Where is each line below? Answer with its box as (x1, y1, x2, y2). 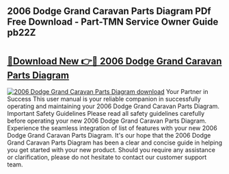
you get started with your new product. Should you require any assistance (7, 146, 215, 153)
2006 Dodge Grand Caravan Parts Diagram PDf (7, 5, 211, 17)
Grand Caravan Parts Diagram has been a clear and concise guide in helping (7, 138, 223, 147)
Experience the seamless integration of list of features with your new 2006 (7, 124, 217, 132)
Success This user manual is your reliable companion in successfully (7, 95, 202, 103)
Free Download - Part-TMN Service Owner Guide (7, 16, 219, 28)
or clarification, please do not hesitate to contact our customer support (7, 153, 207, 161)
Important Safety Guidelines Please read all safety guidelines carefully (7, 110, 205, 117)
